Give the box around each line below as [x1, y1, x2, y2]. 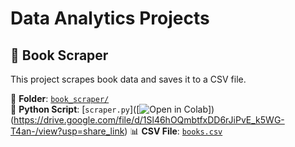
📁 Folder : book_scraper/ [10, 93, 110, 104]
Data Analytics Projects [10, 7, 210, 30]
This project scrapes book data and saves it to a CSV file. [10, 73, 247, 85]
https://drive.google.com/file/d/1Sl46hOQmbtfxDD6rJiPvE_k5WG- [13, 114, 285, 126]
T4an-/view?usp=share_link [10, 125, 125, 137]
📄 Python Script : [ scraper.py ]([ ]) [10, 103, 215, 115]
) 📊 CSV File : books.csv [124, 125, 223, 137]
